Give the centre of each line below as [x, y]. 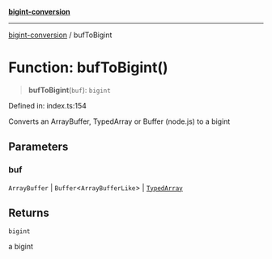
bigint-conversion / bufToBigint [60, 35]
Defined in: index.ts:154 [48, 105]
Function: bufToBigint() [88, 68]
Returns [29, 213]
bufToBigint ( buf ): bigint [69, 90]
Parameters [38, 147]
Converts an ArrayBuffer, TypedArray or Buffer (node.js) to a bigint [119, 121]
